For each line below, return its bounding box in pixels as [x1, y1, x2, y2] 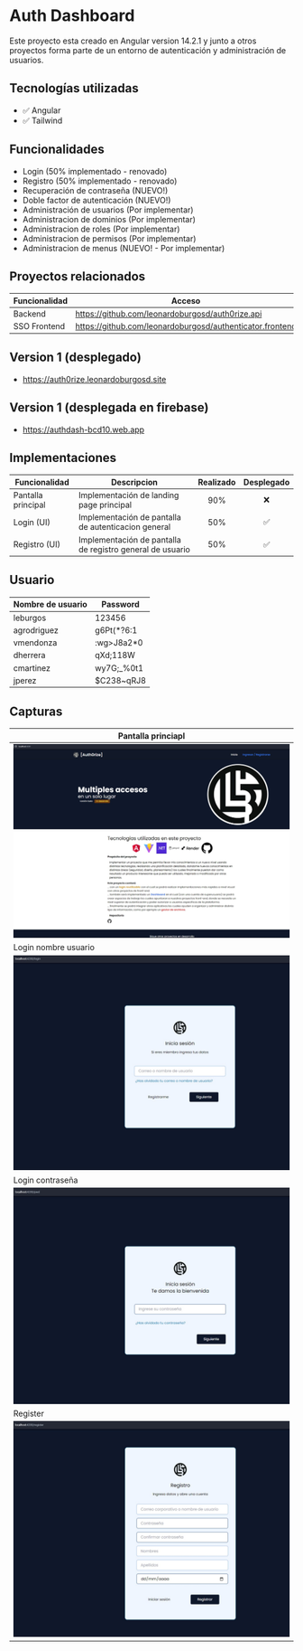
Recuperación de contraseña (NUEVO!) [22, 184, 169, 195]
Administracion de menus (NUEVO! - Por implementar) [22, 242, 225, 253]
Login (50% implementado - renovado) [22, 165, 168, 176]
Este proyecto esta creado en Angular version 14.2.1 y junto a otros [9, 35, 257, 46]
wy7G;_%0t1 [94, 662, 144, 674]
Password [101, 599, 140, 610]
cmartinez [13, 662, 51, 674]
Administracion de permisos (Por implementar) [22, 232, 197, 244]
